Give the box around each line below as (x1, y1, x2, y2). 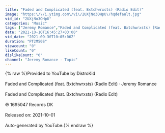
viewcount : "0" (5, 44, 36, 48)
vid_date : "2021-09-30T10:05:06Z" (5, 35, 76, 40)
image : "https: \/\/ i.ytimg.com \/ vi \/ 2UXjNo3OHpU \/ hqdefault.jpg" (5, 12, 141, 17)
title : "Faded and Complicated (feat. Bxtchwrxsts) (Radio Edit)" (5, 7, 144, 12)
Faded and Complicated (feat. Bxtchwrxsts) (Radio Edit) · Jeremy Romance (5, 81, 157, 87)
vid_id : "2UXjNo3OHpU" (5, 16, 52, 21)
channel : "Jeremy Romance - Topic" (5, 57, 78, 62)
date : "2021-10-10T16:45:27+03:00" (5, 30, 78, 35)
